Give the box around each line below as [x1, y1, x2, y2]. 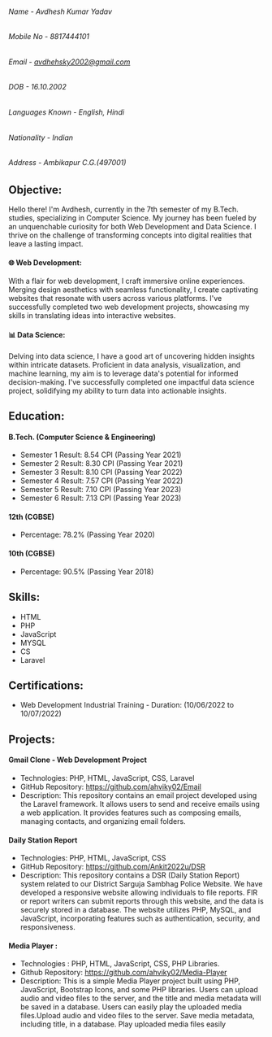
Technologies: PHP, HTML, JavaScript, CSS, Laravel [19, 773, 195, 782]
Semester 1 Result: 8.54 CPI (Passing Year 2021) [19, 450, 182, 460]
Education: [8, 409, 65, 423]
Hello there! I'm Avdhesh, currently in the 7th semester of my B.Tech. [8, 204, 240, 215]
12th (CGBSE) [8, 512, 55, 521]
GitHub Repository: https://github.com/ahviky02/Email [19, 782, 201, 791]
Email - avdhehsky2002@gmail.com [8, 57, 131, 67]
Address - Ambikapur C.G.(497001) [8, 158, 127, 168]
